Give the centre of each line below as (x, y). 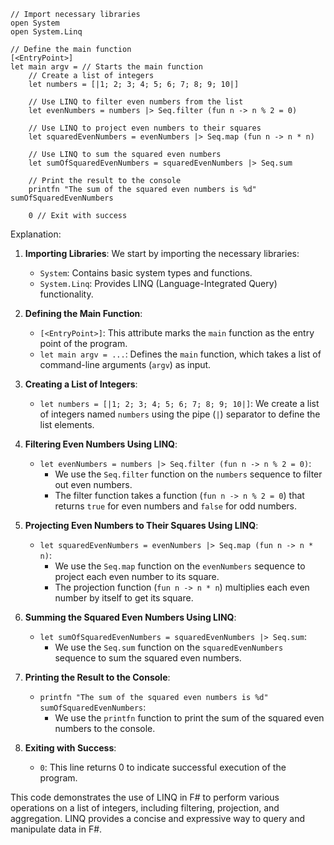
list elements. (67, 424)
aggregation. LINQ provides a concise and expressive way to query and (158, 818)
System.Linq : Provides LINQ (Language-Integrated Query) (158, 283)
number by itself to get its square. (124, 598)
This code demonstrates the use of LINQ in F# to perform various (145, 797)
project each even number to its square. (137, 576)
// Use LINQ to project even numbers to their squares (145, 128)
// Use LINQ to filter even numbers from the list (136, 102)
